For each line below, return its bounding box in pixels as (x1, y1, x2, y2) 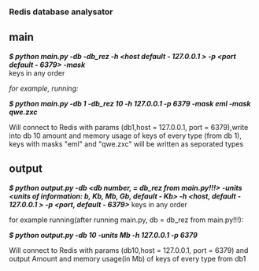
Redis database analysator (9, 6, 113, 17)
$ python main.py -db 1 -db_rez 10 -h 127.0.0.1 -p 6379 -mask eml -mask (9, 98, 251, 108)
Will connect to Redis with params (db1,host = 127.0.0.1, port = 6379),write (9, 122, 249, 132)
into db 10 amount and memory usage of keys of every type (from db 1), (9, 131, 242, 140)
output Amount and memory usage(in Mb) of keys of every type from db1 (9, 254, 246, 263)
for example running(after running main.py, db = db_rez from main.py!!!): (9, 215, 244, 225)
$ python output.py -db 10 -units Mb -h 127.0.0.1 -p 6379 (9, 230, 198, 239)
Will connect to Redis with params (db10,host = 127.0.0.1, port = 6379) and (9, 245, 249, 254)
